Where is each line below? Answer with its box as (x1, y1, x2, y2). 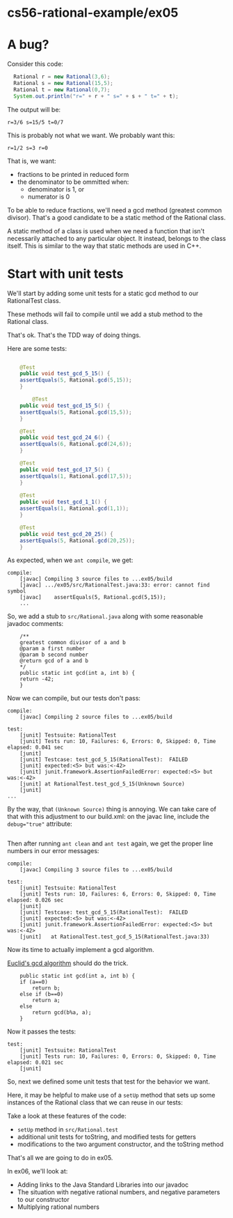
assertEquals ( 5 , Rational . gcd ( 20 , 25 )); (19, 537, 136, 544)
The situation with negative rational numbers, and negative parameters (17, 1188, 220, 1196)
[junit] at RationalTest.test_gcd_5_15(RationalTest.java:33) (19, 933, 210, 941)
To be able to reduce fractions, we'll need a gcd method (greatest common (7, 205, 223, 214)
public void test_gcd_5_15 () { (19, 370, 111, 377)
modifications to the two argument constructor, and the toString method (17, 1140, 224, 1148)
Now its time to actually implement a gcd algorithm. (7, 946, 154, 954)
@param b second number (19, 651, 89, 659)
